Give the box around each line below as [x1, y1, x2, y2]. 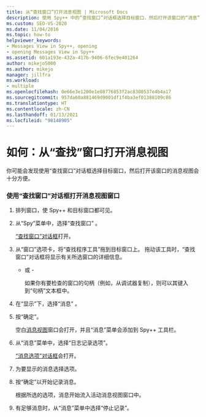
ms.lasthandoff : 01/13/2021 [6, 112, 78, 118]
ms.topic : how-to [6, 32, 51, 38]
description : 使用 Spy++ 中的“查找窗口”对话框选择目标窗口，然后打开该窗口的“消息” [6, 15, 200, 21]
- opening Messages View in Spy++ [6, 49, 95, 55]
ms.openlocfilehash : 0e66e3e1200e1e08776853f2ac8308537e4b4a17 [6, 89, 172, 95]
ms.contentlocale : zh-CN [6, 105, 70, 112]
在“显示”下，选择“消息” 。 [15, 300, 81, 307]
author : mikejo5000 [6, 60, 56, 66]
